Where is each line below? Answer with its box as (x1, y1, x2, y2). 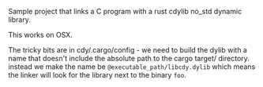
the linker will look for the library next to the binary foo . (8, 71, 187, 79)
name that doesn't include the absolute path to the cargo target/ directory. (8, 54, 250, 63)
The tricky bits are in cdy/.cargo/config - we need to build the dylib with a (8, 45, 247, 54)
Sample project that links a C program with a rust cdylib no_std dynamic (8, 7, 242, 16)
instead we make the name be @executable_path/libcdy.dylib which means (8, 62, 256, 71)
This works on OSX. (8, 31, 73, 39)
